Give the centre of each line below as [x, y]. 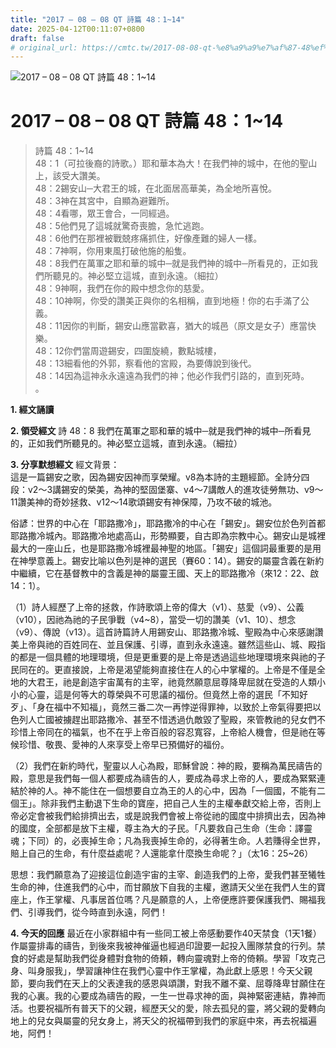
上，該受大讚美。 [70, 176]
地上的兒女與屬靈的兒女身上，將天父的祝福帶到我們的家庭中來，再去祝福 [159, 1021]
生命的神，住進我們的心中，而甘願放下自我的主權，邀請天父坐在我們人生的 [163, 887]
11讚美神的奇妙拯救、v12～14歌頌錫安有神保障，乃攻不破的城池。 [144, 502]
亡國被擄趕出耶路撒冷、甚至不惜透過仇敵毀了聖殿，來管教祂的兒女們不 [181, 720]
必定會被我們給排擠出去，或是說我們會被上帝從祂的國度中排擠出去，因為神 [172, 816]
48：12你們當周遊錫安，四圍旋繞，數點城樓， [128, 351]
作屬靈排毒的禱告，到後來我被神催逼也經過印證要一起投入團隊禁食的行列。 [163, 946]
